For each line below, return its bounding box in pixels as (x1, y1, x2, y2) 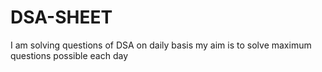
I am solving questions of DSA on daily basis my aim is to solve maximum (10, 39, 312, 51)
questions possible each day (10, 49, 129, 61)
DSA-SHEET (10, 6, 113, 29)
